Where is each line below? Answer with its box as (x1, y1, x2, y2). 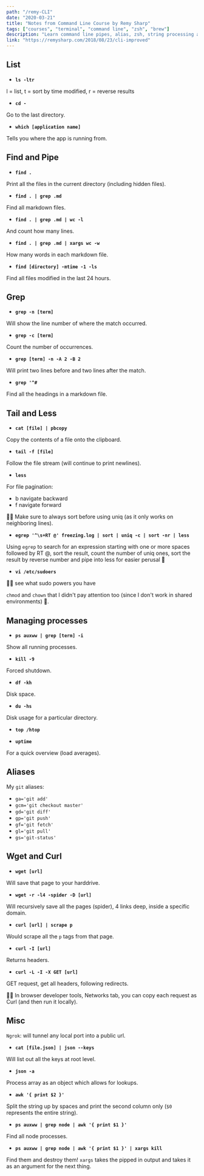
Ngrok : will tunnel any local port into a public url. (6, 1031, 126, 1039)
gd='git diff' (15, 809, 51, 815)
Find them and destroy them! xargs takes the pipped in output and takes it (6, 1156, 191, 1163)
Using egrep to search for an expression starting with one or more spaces (6, 543, 190, 551)
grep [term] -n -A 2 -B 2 (15, 356, 81, 362)
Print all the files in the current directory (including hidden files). (6, 180, 166, 187)
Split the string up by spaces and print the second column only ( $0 (6, 1102, 172, 1110)
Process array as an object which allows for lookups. (6, 1079, 138, 1086)
